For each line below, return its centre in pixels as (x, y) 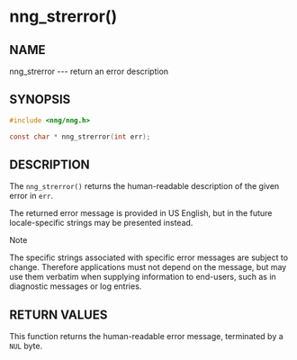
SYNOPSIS (40, 99)
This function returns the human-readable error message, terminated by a (146, 337)
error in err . (31, 196)
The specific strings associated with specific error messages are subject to (149, 257)
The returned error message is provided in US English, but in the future (141, 213)
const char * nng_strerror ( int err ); (80, 137)
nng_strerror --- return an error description (89, 71)
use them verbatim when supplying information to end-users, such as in (143, 277)
